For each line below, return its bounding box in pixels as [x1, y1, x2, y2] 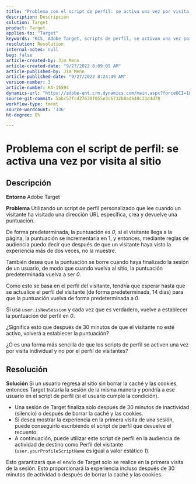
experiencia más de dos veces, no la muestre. [6, 247, 117, 255]
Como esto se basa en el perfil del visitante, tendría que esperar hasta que [6, 282, 185, 290]
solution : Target [6, 19, 48, 25]
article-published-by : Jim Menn [6, 68, 85, 74]
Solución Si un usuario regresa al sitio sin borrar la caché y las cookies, [6, 380, 178, 387]
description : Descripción [6, 14, 69, 20]
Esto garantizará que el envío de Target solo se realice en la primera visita [6, 459, 184, 466]
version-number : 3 [6, 80, 51, 85]
